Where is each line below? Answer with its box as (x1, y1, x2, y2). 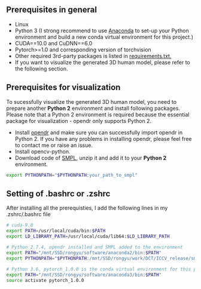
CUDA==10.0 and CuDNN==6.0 (14, 39, 93, 47)
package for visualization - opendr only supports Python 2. (6, 117, 151, 124)
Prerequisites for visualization (6, 82, 121, 93)
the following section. (14, 65, 68, 72)
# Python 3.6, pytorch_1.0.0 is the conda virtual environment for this (6, 266, 191, 272)
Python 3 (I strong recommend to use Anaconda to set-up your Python (14, 27, 190, 34)
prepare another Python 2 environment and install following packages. (6, 104, 181, 112)
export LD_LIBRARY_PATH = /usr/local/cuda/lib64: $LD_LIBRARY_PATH (6, 233, 170, 239)
